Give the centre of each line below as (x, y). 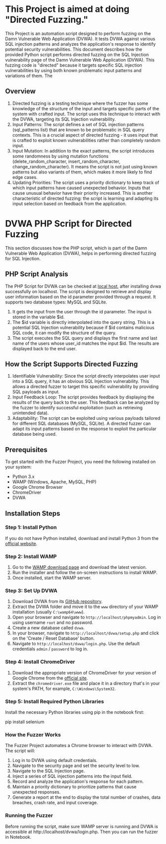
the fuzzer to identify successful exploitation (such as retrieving (77, 408)
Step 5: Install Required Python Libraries (55, 701)
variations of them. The (29, 76)
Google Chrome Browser (38, 487)
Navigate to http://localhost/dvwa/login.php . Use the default (76, 644)
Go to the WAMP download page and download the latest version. (80, 567)
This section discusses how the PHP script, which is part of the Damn (76, 248)
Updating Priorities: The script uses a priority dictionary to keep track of (86, 182)
